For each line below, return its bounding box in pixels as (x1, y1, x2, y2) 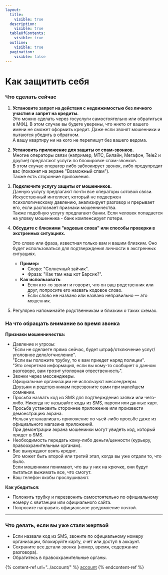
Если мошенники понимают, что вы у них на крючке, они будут (12, 464, 148, 470)
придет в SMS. (12, 432, 44, 438)
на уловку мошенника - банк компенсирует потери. (12, 215, 123, 221)
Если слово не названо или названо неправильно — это (27, 292, 147, 298)
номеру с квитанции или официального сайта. (12, 499, 111, 505)
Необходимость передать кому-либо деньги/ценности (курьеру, (12, 437, 151, 443)
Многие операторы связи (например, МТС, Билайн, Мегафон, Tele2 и (12, 152, 161, 158)
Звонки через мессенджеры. (12, 373, 75, 379)
